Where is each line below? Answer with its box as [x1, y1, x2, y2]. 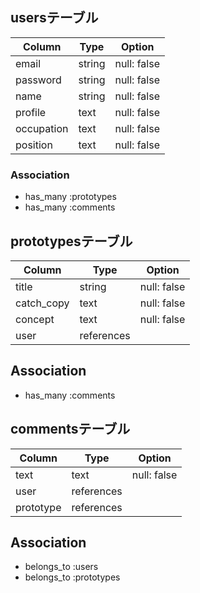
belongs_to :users [24, 561, 99, 573]
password [15, 73, 62, 87]
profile [15, 105, 47, 119]
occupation [15, 121, 69, 135]
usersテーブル [10, 9, 99, 27]
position [15, 138, 53, 152]
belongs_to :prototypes [24, 571, 121, 583]
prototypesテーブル [10, 233, 133, 250]
